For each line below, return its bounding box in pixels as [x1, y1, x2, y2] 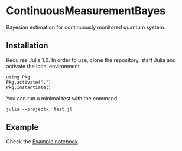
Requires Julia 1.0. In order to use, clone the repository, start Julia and [6, 56, 176, 63]
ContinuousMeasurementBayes [6, 4, 166, 18]
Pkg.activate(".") [6, 79, 51, 85]
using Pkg [6, 74, 31, 80]
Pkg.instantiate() [6, 84, 51, 90]
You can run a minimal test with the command [6, 94, 118, 101]
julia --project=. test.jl [6, 106, 73, 112]
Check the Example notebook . [6, 137, 80, 145]
